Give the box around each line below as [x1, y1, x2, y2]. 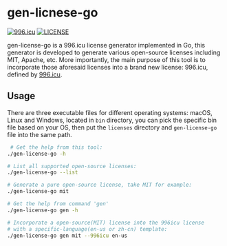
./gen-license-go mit [7, 188, 69, 195]
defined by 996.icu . [7, 70, 63, 79]
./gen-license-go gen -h [7, 207, 78, 214]
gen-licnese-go [7, 5, 98, 21]
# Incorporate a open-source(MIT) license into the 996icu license [7, 219, 205, 226]
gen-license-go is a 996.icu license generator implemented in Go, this [7, 41, 206, 49]
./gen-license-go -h [7, 150, 67, 157]
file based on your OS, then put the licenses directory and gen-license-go [7, 123, 217, 132]
